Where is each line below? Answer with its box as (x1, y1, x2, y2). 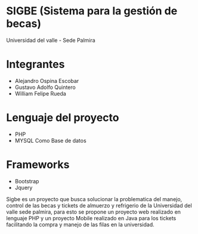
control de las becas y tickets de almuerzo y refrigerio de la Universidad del (6, 202, 192, 209)
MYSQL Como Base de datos (14, 137, 86, 144)
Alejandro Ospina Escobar (14, 77, 79, 84)
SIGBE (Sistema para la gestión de (6, 4, 178, 18)
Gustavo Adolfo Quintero (14, 84, 76, 91)
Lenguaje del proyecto (6, 111, 119, 125)
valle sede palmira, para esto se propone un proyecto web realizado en (6, 208, 181, 215)
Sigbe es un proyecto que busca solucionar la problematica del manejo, (6, 195, 182, 202)
